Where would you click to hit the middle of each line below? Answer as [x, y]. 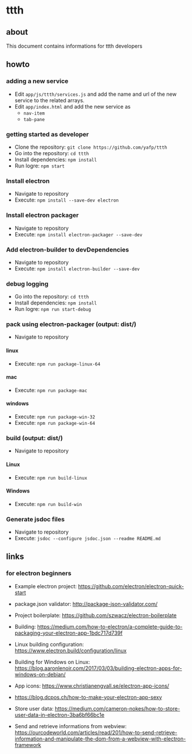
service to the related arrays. [50, 100]
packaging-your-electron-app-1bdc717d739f [68, 633]
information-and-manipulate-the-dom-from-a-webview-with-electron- [100, 739]
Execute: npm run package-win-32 [55, 417]
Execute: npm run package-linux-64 [58, 363]
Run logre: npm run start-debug [53, 309]
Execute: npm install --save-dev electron [67, 200]
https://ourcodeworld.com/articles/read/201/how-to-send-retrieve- [96, 732]
